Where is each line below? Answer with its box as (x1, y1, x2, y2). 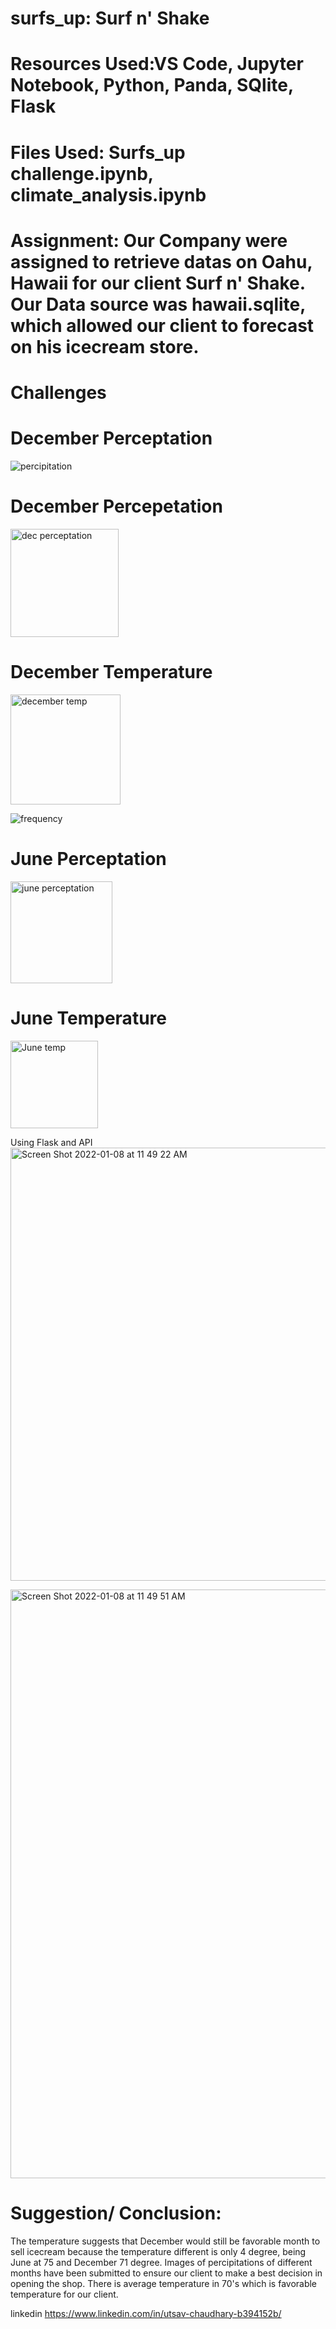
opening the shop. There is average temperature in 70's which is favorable (10, 2277, 318, 2289)
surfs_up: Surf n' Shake (10, 7, 210, 30)
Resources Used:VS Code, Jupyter (10, 53, 304, 76)
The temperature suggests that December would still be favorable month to (10, 2235, 321, 2247)
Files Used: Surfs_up (10, 141, 186, 164)
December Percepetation (10, 495, 223, 518)
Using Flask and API (10, 1136, 93, 1148)
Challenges (10, 381, 107, 404)
